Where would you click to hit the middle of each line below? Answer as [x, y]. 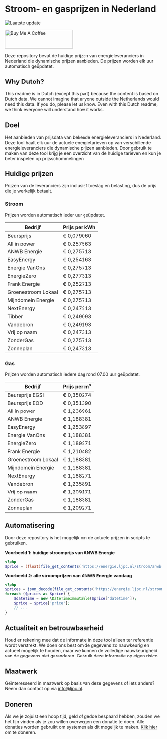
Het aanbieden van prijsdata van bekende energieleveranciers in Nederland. [83, 137]
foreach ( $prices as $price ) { [38, 594]
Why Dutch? [25, 82]
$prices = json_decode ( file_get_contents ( [50, 589]
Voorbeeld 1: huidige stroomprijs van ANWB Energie [60, 552]
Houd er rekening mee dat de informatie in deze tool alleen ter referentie [79, 640]
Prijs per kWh [79, 227]
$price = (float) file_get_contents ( [43, 566]
